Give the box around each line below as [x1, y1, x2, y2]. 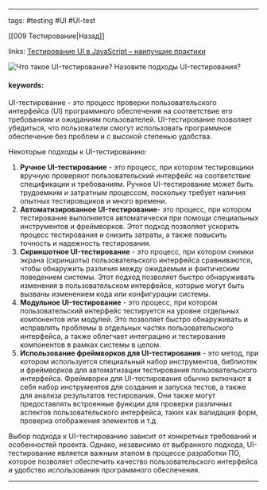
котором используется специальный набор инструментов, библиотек [19, 357, 257, 367]
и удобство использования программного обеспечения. [8, 465, 200, 475]
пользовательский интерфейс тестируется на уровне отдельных [19, 306, 240, 316]
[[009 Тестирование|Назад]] [8, 31, 105, 41]
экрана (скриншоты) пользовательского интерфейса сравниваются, [19, 255, 253, 265]
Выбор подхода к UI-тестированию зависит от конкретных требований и [8, 431, 257, 441]
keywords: [8, 80, 44, 90]
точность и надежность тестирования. [19, 239, 152, 248]
